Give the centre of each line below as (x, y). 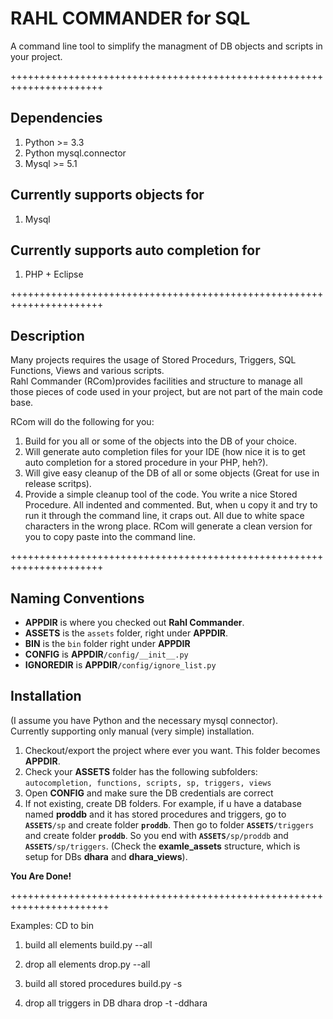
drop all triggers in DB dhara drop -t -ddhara (116, 1003)
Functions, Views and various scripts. (87, 371)
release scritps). (58, 484)
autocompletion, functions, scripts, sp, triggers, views (148, 783)
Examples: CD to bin (52, 925)
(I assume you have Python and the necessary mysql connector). (144, 720)
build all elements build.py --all (88, 944)
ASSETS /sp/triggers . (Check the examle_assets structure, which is (162, 846)
